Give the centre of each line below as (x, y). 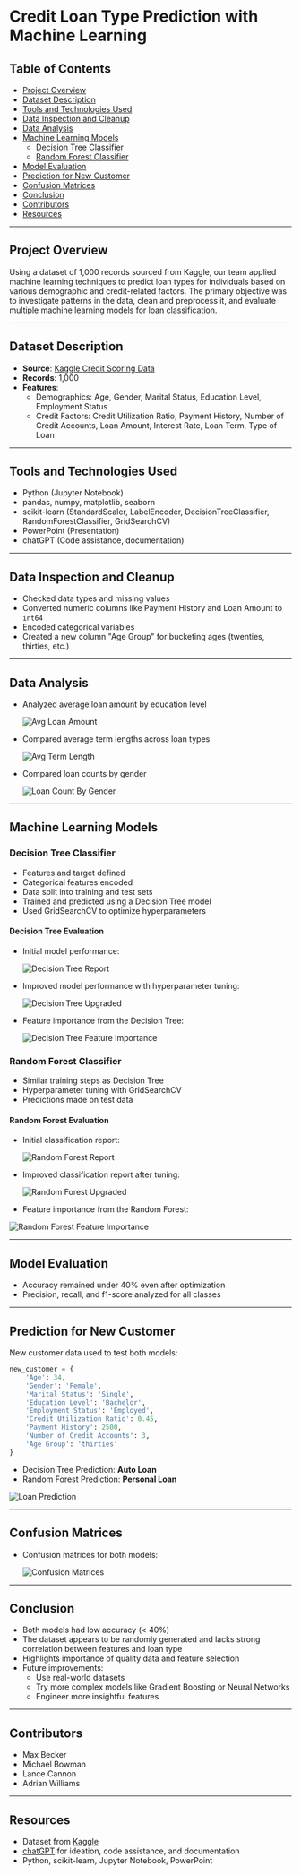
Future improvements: (63, 1668)
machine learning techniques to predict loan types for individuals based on (147, 281)
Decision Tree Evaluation (57, 931)
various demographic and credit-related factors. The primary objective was (148, 291)
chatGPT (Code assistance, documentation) (103, 540)
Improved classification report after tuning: (101, 1174)
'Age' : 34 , (46, 1377)
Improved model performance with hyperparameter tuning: (131, 985)
